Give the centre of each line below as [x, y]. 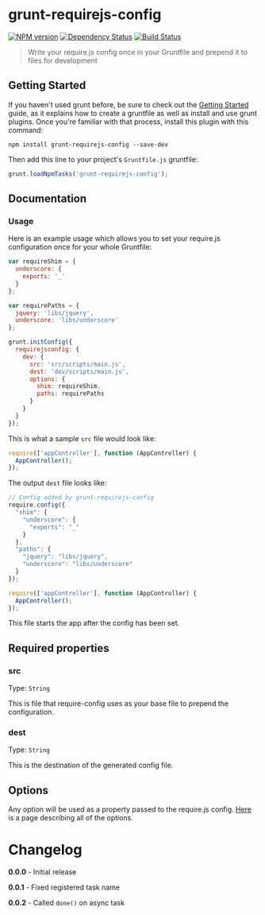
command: [26, 130]
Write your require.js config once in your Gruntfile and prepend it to [138, 52]
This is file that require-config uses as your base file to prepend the [118, 704]
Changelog [45, 850]
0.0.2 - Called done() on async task [67, 903]
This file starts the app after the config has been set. [94, 623]
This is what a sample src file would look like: [82, 438]
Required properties [59, 648]
